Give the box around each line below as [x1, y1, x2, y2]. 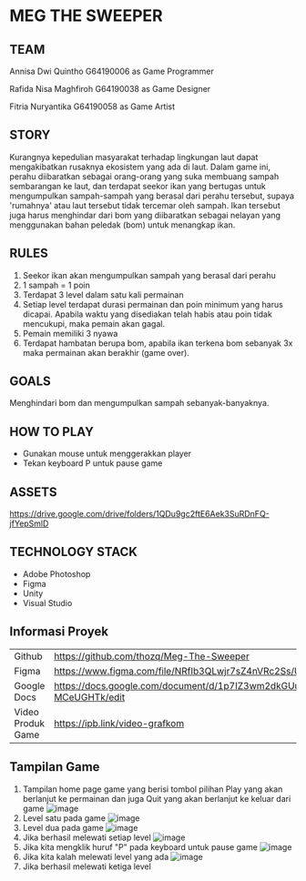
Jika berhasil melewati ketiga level [22, 861, 152, 872]
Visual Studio [22, 597, 73, 608]
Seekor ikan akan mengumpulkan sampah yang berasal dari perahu [22, 269, 276, 280]
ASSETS [9, 484, 57, 500]
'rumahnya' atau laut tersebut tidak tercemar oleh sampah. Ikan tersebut [9, 199, 280, 210]
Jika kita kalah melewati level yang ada [22, 851, 169, 862]
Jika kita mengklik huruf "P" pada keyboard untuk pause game [22, 841, 258, 852]
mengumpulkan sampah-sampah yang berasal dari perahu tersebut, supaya [9, 190, 294, 201]
